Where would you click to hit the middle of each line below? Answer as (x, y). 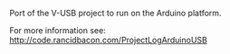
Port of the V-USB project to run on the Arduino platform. (115, 13)
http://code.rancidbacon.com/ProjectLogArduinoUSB (109, 40)
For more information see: (57, 30)
